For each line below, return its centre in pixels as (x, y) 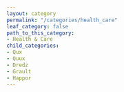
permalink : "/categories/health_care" (62, 20)
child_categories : (33, 46)
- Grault (19, 71)
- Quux (16, 59)
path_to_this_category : (41, 33)
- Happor (19, 78)
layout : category (31, 13)
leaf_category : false (38, 26)
